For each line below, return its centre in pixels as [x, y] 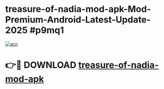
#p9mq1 [47, 30]
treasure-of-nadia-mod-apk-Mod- [78, 9]
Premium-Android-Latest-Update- [78, 20]
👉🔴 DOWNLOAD [41, 65]
